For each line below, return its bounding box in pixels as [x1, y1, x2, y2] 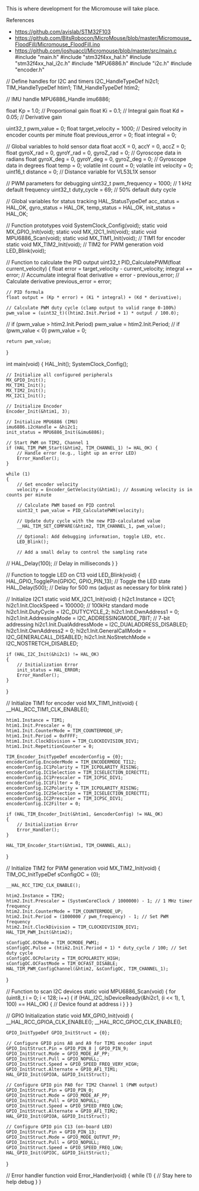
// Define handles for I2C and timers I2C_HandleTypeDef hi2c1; [6, 77, 159, 85]
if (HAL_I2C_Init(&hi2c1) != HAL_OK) [6, 652, 100, 657]
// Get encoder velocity [17, 482, 78, 488]
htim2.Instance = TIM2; [6, 893, 65, 899]
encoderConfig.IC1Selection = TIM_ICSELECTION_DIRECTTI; [6, 770, 150, 776]
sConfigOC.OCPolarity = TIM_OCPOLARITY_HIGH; [6, 956, 121, 962]
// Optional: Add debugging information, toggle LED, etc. [17, 534, 166, 539]
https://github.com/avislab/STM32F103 [14, 28, 111, 35]
